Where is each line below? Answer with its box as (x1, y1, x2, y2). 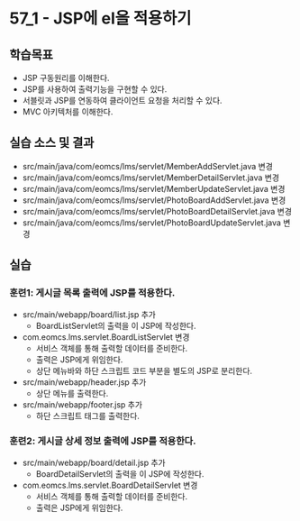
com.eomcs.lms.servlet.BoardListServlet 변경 (22, 331, 190, 343)
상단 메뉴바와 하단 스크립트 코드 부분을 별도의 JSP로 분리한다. (35, 365, 253, 376)
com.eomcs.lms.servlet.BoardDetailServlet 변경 (22, 480, 198, 490)
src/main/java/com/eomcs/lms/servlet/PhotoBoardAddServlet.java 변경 (22, 195, 286, 206)
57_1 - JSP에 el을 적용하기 (9, 8, 192, 29)
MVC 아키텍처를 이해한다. (22, 106, 114, 117)
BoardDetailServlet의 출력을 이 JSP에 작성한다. (35, 468, 205, 479)
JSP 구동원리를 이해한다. (22, 73, 110, 83)
